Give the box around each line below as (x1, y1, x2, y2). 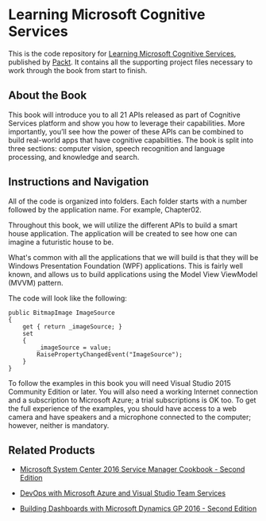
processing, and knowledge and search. (8, 152, 140, 161)
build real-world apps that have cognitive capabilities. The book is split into (8, 135, 254, 145)
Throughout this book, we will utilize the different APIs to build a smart (8, 220, 238, 230)
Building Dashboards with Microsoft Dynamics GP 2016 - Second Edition (19, 504, 257, 514)
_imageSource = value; (37, 344, 112, 352)
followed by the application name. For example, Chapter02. (8, 204, 202, 214)
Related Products (8, 443, 95, 457)
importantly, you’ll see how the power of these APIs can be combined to (8, 126, 244, 136)
